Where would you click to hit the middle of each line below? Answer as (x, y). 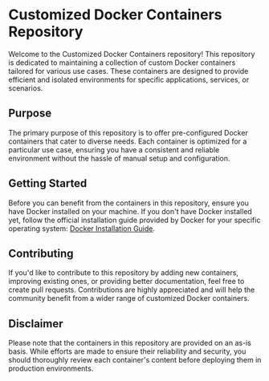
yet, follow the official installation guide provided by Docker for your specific (134, 220)
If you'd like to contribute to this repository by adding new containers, (124, 273)
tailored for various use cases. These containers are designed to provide (128, 71)
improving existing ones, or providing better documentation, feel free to (126, 282)
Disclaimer (36, 324)
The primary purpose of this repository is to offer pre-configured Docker (128, 132)
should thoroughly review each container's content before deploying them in (135, 360)
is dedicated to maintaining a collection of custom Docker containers (122, 63)
